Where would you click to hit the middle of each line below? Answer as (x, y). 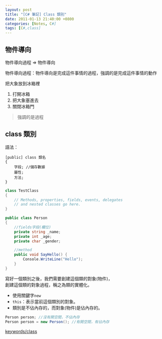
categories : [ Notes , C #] (31, 24)
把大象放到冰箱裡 (23, 83)
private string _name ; (37, 232)
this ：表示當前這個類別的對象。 (45, 301)
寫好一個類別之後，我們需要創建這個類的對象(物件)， (59, 278)
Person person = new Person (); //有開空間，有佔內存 (57, 322)
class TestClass (22, 191)
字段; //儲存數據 (30, 167)
